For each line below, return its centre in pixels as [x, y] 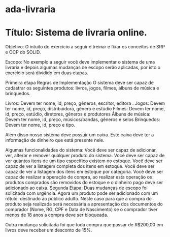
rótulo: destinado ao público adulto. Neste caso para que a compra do [79, 199]
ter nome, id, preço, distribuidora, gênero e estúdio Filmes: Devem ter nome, [85, 109]
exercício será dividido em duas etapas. [47, 73]
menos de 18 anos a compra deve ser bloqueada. [57, 215]
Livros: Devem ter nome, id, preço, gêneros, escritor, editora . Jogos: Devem [85, 103]
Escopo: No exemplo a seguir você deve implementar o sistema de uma [80, 62]
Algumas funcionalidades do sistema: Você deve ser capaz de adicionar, [81, 150]
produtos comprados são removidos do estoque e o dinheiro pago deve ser [84, 183]
